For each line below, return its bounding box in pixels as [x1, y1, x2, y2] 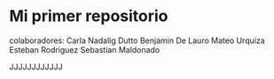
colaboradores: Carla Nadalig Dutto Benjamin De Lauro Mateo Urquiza [9, 35, 265, 46]
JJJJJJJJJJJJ [9, 61, 63, 72]
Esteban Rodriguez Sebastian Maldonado [9, 44, 160, 54]
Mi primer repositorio [9, 6, 168, 26]
